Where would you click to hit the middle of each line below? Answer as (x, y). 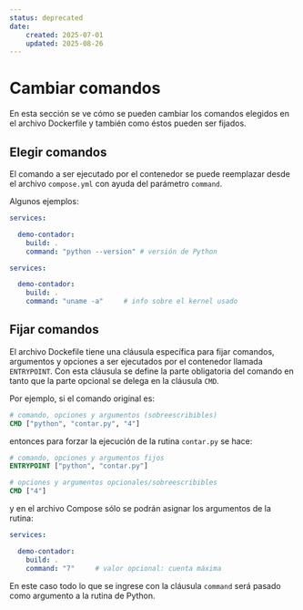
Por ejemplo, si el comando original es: (82, 398)
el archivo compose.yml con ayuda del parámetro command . (116, 184)
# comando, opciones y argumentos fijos (87, 458)
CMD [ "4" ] (28, 491)
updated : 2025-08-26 (65, 43)
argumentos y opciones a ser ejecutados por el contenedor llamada (136, 361)
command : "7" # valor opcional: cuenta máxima (124, 568)
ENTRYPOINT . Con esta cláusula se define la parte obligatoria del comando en (151, 371)
